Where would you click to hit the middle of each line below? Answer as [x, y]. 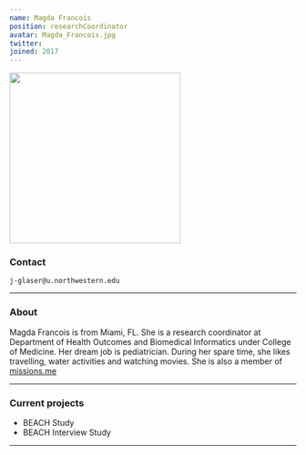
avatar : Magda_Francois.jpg [63, 35]
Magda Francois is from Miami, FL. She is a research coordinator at [135, 332]
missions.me [33, 370]
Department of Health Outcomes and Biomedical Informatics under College [150, 341]
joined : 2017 [34, 52]
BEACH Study [48, 423]
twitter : [26, 43]
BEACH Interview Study [67, 432]
